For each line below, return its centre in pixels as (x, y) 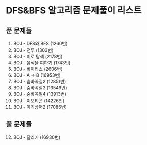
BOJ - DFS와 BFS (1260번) (40, 44)
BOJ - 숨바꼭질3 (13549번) (40, 88)
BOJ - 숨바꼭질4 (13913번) (39, 94)
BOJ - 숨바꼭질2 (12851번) (39, 82)
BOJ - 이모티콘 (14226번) (39, 101)
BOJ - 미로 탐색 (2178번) (38, 56)
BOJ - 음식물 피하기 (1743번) (42, 63)
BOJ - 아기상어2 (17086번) (40, 107)
